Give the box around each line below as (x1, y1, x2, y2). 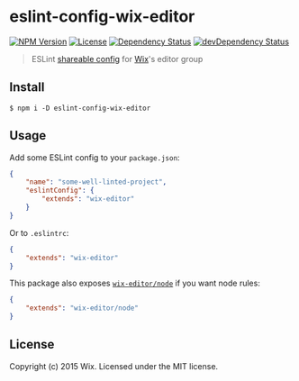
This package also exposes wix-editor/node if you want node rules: (9, 277, 261, 289)
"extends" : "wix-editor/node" (25, 304, 140, 313)
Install (9, 79, 45, 95)
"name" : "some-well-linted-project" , (25, 177, 168, 186)
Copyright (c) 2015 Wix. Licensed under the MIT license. (9, 360, 219, 371)
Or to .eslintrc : (9, 227, 69, 238)
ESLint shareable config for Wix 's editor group (31, 53, 204, 64)
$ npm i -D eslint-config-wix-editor (9, 104, 151, 113)
